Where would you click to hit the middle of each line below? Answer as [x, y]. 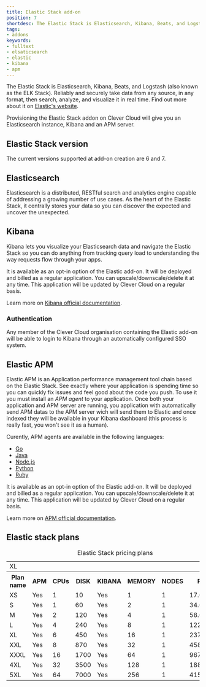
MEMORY [142, 581]
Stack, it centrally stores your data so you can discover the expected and [99, 206]
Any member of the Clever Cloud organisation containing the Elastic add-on [102, 332]
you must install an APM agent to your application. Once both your [90, 398]
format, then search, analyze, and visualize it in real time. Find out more [97, 99]
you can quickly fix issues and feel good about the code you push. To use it [102, 392]
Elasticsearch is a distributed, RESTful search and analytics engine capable [101, 193]
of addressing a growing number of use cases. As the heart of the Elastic [99, 199]
